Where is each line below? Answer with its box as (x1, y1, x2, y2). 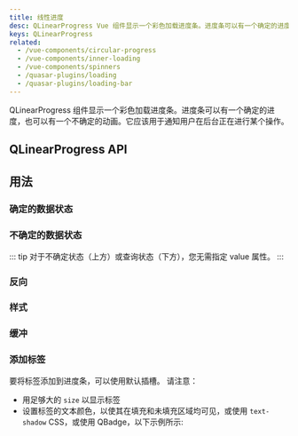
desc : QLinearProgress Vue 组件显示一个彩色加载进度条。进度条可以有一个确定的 (9, 21, 278, 30)
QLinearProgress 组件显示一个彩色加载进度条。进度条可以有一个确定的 (9, 104, 268, 115)
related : (9, 37, 42, 47)
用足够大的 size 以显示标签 (21, 394, 122, 405)
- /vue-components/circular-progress (17, 46, 157, 55)
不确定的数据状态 (9, 229, 82, 242)
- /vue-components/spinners (17, 63, 122, 72)
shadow (21, 418, 47, 427)
